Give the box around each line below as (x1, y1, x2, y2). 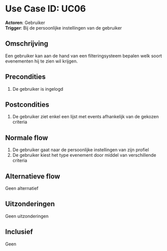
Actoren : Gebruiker (5, 20, 45, 26)
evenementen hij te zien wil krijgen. (5, 58, 78, 64)
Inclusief (5, 227, 33, 236)
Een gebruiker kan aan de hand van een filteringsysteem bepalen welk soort (5, 53, 162, 59)
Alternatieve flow (5, 172, 60, 180)
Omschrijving (5, 40, 48, 48)
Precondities (5, 73, 46, 81)
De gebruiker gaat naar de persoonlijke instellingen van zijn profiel (12, 147, 149, 153)
